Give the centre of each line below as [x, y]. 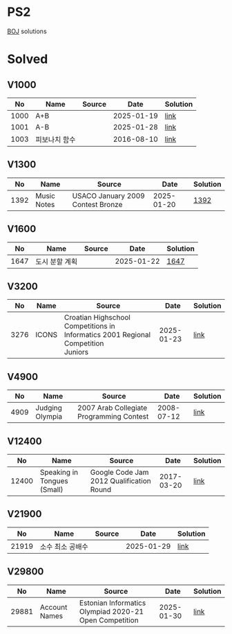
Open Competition [109, 620]
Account [54, 607]
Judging [49, 408]
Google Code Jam [119, 472]
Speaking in [59, 472]
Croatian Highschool [98, 318]
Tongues [54, 481]
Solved [28, 59]
